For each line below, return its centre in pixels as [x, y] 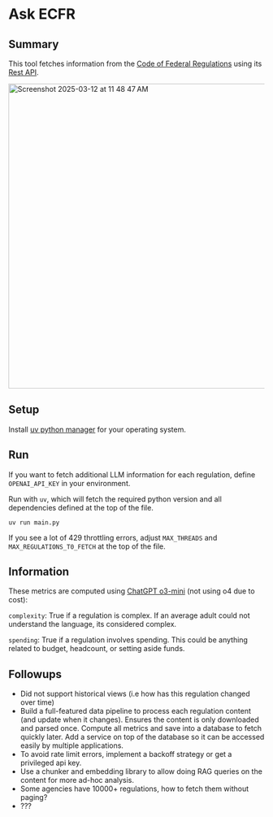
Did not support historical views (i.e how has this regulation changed [135, 694]
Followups [35, 674]
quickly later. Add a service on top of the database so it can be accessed [142, 737]
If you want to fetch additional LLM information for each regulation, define [132, 474]
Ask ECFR [42, 14]
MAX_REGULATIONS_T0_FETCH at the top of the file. [87, 546]
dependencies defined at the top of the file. [81, 507]
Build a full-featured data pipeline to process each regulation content [136, 711]
